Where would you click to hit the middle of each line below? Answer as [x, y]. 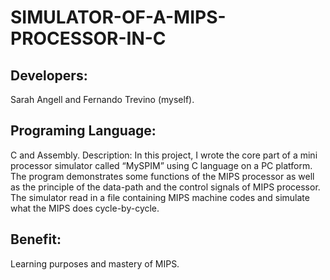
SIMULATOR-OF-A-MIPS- [118, 17]
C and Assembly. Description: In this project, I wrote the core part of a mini [164, 155]
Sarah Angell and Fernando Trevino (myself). [102, 99]
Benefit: [36, 239]
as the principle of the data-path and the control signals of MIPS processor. [165, 187]
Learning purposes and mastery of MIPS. [95, 263]
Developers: [49, 75]
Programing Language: [83, 131]
